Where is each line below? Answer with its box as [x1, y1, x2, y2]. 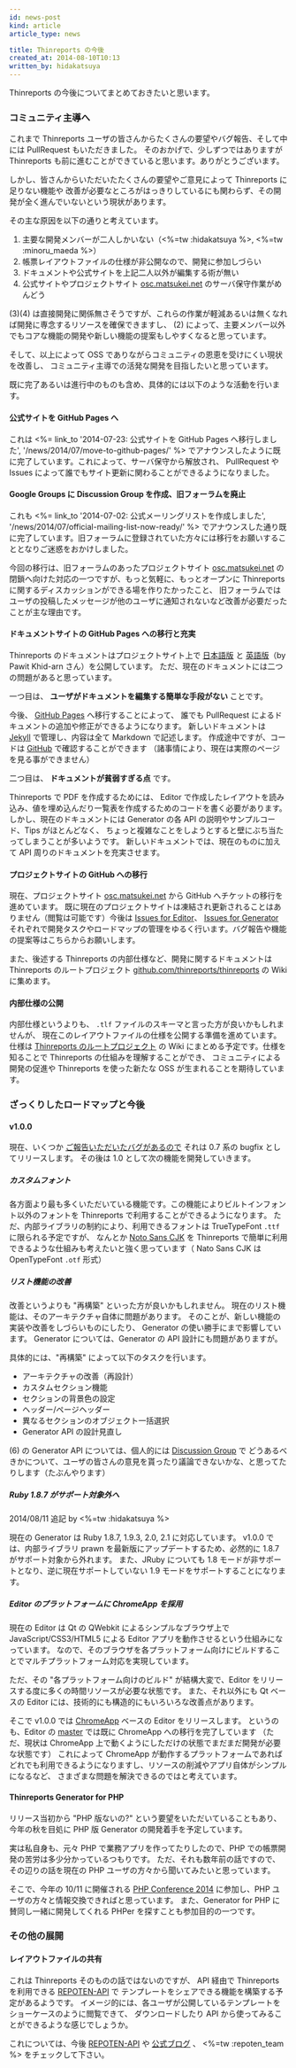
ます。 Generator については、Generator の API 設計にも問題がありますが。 [9, 1333, 283, 1344]
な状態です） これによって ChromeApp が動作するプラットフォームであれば [9, 1749, 283, 1760]
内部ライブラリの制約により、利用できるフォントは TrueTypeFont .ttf [24, 1221, 280, 1232]
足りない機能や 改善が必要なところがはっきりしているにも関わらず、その [9, 185, 274, 196]
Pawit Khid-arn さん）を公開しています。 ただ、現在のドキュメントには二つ [9, 661, 284, 672]
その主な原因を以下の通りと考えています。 [9, 215, 163, 226]
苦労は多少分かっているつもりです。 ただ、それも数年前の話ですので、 [24, 1854, 281, 1864]
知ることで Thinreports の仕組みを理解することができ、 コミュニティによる [9, 1052, 281, 1063]
